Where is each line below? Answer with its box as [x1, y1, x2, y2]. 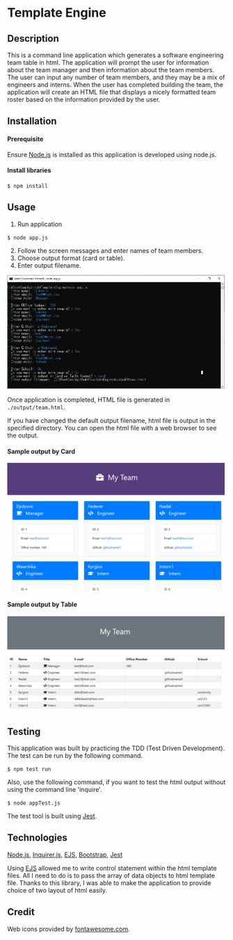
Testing [7, 725, 41, 738]
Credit [7, 906, 35, 918]
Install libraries [7, 166, 51, 175]
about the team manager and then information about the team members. [7, 66, 214, 74]
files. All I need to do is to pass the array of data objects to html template [7, 871, 216, 880]
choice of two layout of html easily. [7, 886, 108, 894]
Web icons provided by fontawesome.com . [7, 925, 130, 933]
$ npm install [7, 182, 49, 189]
